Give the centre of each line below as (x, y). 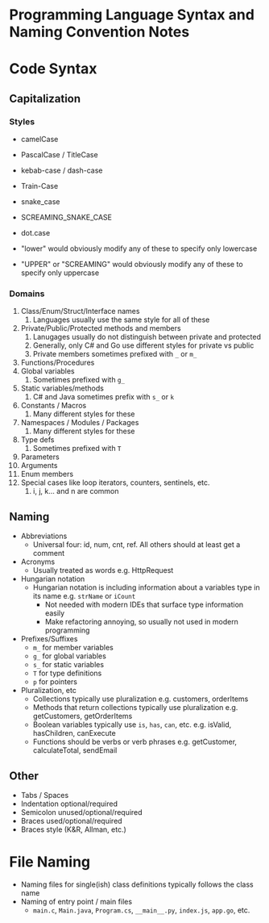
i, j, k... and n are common (76, 491)
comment (49, 553)
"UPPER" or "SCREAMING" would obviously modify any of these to (132, 265)
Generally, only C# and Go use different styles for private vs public (143, 345)
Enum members (47, 474)
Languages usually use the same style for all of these (121, 319)
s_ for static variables (68, 665)
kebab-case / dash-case (62, 170)
